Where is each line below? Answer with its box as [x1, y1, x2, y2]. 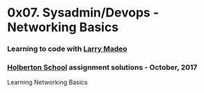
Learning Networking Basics [7, 78, 88, 87]
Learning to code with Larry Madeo [7, 44, 128, 54]
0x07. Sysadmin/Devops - [7, 5, 159, 21]
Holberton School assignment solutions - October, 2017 [7, 63, 198, 72]
